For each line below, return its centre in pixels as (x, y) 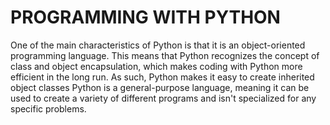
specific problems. (48, 108)
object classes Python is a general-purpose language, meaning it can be (160, 87)
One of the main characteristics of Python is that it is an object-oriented (158, 45)
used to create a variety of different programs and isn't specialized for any (163, 98)
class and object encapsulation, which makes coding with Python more (156, 66)
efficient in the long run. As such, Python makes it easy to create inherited (162, 77)
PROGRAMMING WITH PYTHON (145, 17)
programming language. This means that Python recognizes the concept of (165, 55)
